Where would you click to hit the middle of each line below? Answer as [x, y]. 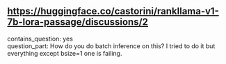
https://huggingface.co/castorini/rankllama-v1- [113, 11]
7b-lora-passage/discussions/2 [78, 22]
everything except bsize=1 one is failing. [65, 53]
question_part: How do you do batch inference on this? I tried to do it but [111, 46]
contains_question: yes [40, 39]
